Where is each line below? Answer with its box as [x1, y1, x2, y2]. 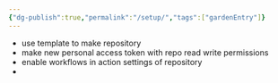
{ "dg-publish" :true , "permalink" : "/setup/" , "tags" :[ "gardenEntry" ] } [8, 12, 266, 22]
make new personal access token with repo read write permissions [21, 46, 269, 58]
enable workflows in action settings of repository [21, 56, 203, 67]
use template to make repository [21, 37, 142, 48]
